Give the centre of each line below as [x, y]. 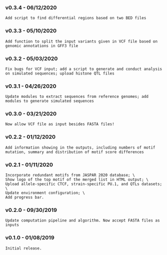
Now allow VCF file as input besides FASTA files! [60, 124]
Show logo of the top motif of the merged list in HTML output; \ [77, 180]
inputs [12, 225]
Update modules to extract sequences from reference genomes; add [77, 97]
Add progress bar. [25, 197]
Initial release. [24, 248]
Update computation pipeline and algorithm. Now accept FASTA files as [82, 221]
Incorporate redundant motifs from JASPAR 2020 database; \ [70, 175]
